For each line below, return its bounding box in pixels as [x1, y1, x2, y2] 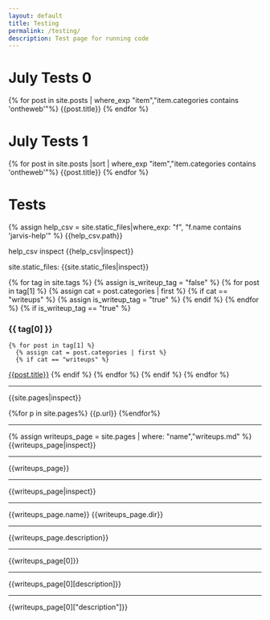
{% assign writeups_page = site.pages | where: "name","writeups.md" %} [8, 432, 252, 441]
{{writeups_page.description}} [8, 533, 109, 543]
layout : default [8, 11, 63, 20]
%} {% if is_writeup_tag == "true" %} [8, 304, 131, 313]
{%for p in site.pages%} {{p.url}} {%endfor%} [8, 408, 161, 419]
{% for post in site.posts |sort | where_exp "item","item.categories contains [8, 159, 256, 169]
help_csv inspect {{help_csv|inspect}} [8, 246, 134, 256]
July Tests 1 [8, 132, 88, 151]
